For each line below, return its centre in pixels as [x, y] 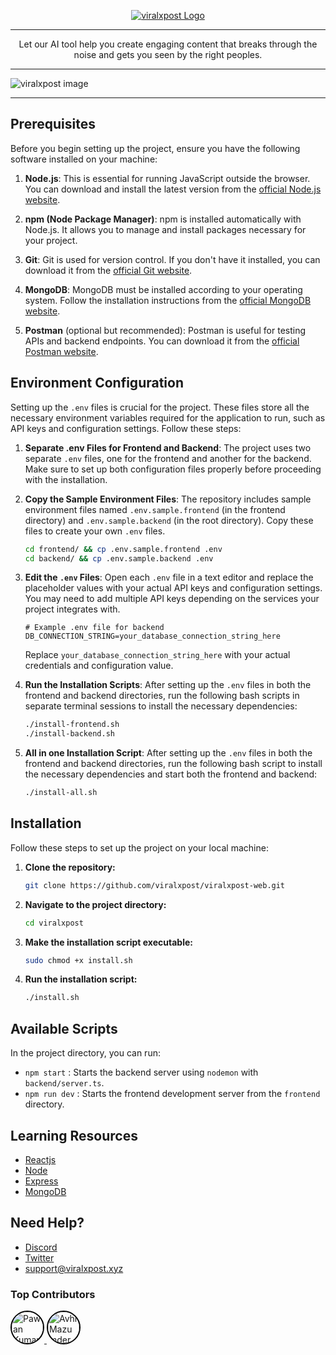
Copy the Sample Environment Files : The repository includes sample [168, 499]
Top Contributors [53, 1294]
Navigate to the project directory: [95, 904]
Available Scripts [64, 1028]
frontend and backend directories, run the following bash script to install [173, 764]
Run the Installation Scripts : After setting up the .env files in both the [168, 685]
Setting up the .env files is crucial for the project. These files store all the [160, 407]
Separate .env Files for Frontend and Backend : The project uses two [168, 447]
